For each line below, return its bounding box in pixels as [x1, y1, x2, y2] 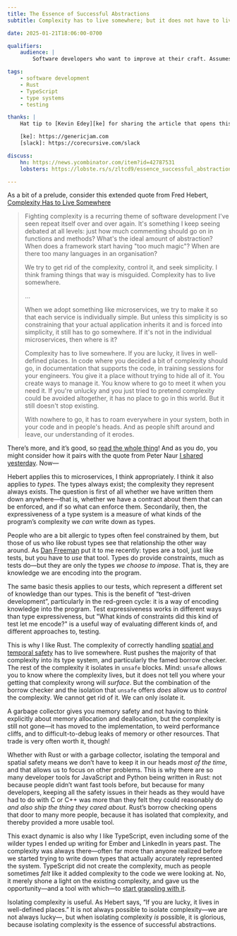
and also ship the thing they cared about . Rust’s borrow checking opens [7, 803, 217, 812]
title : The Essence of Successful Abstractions [7, 10, 150, 18]
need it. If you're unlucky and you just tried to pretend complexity [24, 387, 215, 395]
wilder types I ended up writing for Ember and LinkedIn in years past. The [7, 839, 221, 848]
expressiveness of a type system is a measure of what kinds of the [7, 510, 202, 518]
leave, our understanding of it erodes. [24, 430, 135, 439]
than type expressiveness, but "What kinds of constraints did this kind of [7, 612, 219, 621]
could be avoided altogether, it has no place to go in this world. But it [24, 394, 224, 403]
